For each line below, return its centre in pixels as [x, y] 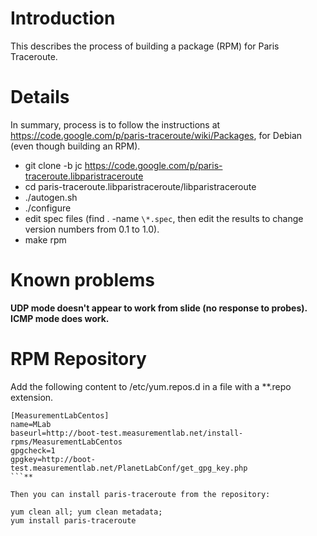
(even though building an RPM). [75, 146]
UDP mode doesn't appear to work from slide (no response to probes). [159, 308]
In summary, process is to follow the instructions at [115, 124]
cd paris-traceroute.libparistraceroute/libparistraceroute [140, 186]
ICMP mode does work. [60, 318]
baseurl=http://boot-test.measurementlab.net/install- [127, 433]
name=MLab [31, 424]
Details [40, 97]
